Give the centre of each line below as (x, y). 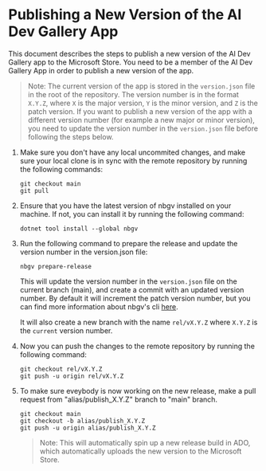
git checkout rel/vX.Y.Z (61, 369)
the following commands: (61, 169)
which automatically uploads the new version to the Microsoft (141, 451)
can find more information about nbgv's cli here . (99, 306)
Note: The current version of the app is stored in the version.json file (141, 86)
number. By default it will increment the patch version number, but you (135, 298)
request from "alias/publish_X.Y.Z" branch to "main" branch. (118, 399)
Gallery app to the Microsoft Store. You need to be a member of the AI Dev (131, 62)
